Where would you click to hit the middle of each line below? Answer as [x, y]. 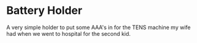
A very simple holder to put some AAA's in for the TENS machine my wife [98, 27]
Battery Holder [44, 11]
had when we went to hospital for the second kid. [69, 33]
